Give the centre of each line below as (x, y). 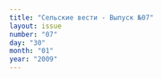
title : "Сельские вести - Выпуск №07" (81, 17)
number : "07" (34, 34)
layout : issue (36, 26)
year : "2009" (34, 59)
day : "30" (28, 43)
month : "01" (31, 51)
